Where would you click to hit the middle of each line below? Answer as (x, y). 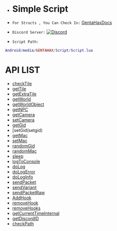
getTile (19, 88)
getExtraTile (24, 94)
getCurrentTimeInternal (36, 213)
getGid (19, 125)
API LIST (23, 70)
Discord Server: (29, 32)
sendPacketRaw (28, 192)
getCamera (23, 115)
